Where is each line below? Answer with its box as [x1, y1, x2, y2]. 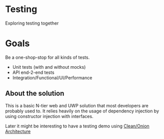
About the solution [5, 89, 64, 98]
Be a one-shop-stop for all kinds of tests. [5, 54, 90, 60]
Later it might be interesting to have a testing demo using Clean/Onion [5, 123, 150, 129]
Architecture [5, 128, 31, 134]
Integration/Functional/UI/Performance [12, 74, 92, 81]
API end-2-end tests [12, 69, 54, 75]
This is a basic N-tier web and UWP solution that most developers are [5, 102, 149, 108]
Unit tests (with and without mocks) [12, 64, 86, 70]
